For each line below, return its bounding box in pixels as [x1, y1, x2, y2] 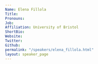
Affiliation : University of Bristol [5, 25, 79, 30]
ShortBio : [5, 29, 25, 34]
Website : [5, 34, 23, 39]
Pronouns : [5, 16, 25, 21]
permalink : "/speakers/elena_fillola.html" [5, 47, 94, 52]
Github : [5, 43, 21, 48]
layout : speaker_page [5, 51, 49, 57]
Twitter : [5, 38, 23, 43]
